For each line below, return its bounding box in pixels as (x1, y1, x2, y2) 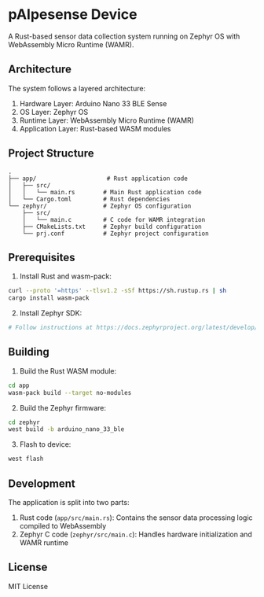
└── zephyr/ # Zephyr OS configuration (8, 202, 192, 210)
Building (8, 345, 49, 359)
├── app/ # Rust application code (8, 175, 189, 182)
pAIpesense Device (8, 6, 137, 24)
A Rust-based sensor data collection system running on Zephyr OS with (8, 31, 240, 41)
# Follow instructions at (8, 324, 93, 332)
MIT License (8, 581, 49, 591)
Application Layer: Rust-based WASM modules (19, 123, 171, 133)
